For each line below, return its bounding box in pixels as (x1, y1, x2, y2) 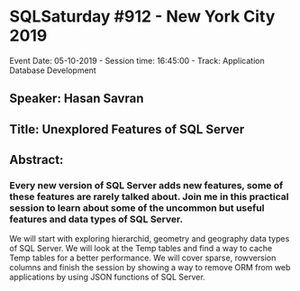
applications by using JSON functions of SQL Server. (9, 272, 205, 283)
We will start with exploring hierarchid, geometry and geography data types (9, 233, 290, 244)
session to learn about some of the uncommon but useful (9, 202, 265, 214)
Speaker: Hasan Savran (9, 91, 144, 106)
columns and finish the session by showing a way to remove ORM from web (9, 262, 291, 273)
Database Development (9, 65, 96, 76)
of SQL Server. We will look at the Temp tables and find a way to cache (9, 243, 273, 254)
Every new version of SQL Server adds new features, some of (9, 179, 284, 192)
